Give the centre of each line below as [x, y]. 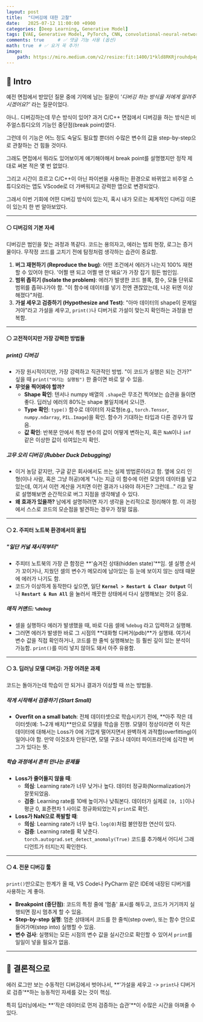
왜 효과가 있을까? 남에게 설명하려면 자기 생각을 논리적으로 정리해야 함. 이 [100, 502]
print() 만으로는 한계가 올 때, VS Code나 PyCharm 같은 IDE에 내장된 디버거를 [99, 884]
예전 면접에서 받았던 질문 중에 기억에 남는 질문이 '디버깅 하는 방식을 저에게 [93, 97]
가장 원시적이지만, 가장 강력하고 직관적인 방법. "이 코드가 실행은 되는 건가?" [103, 372]
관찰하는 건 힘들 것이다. [40, 146]
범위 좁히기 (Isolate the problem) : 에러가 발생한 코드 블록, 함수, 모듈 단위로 [104, 280]
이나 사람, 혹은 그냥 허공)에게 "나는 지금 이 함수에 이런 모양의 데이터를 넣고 [109, 479]
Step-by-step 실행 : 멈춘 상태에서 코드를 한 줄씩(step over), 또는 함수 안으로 [105, 919]
